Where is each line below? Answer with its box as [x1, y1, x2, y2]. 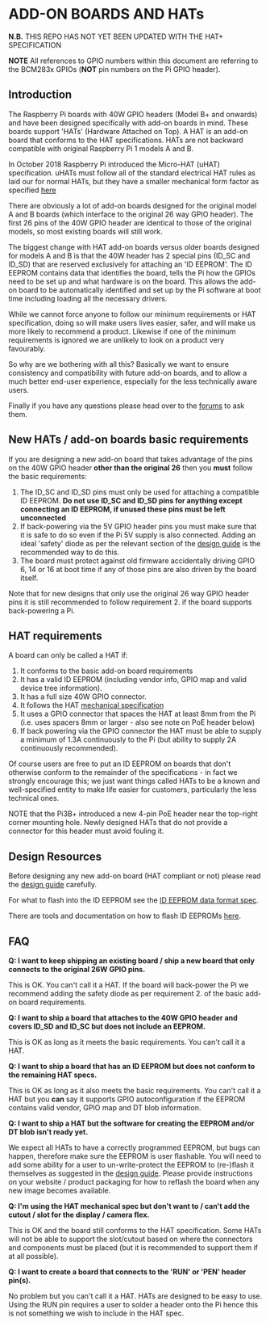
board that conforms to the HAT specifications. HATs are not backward [8, 135, 243, 145]
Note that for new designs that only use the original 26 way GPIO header [8, 588, 250, 598]
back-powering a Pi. [8, 605, 75, 615]
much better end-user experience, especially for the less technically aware [8, 377, 258, 386]
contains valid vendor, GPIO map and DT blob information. [8, 1103, 201, 1112]
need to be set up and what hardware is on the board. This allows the [8, 276, 239, 286]
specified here [8, 185, 56, 195]
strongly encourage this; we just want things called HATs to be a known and [8, 777, 260, 786]
